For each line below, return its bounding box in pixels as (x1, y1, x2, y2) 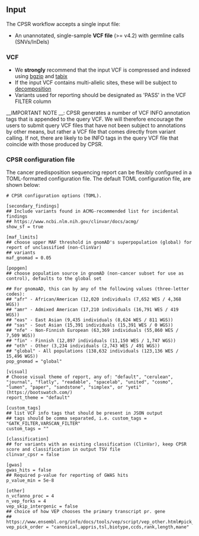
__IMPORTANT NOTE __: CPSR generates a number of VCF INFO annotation (6, 109, 191, 117)
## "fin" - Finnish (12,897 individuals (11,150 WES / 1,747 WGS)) (6, 338, 176, 344)
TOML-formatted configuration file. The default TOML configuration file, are (6, 175, 191, 182)
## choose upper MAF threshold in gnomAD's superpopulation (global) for (6, 240, 192, 246)
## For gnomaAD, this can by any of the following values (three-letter (6, 286, 190, 292)
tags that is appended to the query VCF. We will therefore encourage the (6, 115, 184, 123)
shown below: (6, 182, 40, 189)
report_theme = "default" (6, 395, 70, 401)
